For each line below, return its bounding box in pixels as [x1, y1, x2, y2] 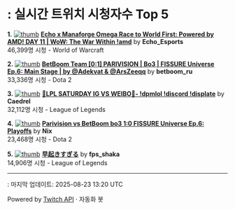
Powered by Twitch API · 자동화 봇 [7, 195, 104, 203]
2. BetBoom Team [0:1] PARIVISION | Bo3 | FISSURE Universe [7, 59, 215, 68]
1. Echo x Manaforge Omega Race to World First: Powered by [7, 29, 215, 38]
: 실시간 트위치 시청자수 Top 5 [7, 6, 169, 22]
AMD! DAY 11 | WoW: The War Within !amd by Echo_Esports [7, 37, 184, 45]
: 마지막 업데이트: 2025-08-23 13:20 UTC [7, 180, 124, 188]
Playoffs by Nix [7, 127, 52, 135]
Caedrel [7, 97, 31, 105]
